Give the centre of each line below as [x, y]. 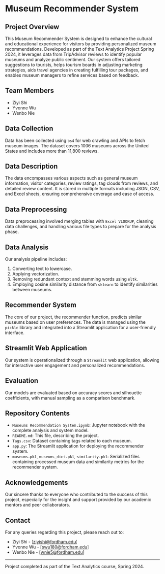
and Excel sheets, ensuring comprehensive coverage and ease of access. [80, 194]
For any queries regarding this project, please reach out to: [65, 532]
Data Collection [29, 129]
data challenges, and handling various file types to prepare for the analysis [81, 227]
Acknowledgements [37, 483]
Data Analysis [27, 247]
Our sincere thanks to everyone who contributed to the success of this [77, 494]
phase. [12, 232]
